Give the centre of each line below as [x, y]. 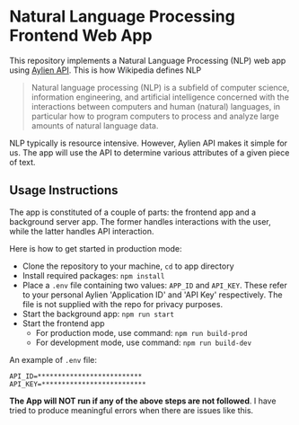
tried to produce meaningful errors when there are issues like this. [132, 410]
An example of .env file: [53, 359]
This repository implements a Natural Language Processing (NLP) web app [148, 60]
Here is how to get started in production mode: [96, 248]
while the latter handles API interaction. [82, 231]
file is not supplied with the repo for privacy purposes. [122, 304]
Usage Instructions [64, 190]
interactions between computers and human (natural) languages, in [156, 106]
